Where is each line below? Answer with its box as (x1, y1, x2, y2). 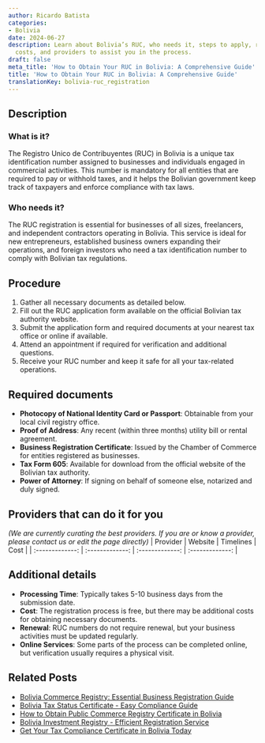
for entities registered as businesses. (19, 451, 140, 461)
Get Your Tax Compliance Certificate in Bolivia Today (19, 726, 192, 735)
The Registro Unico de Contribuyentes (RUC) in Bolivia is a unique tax (8, 149, 235, 158)
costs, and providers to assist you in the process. (15, 48, 192, 56)
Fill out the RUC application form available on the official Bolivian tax (19, 306, 242, 316)
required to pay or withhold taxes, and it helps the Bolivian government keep (8, 174, 256, 184)
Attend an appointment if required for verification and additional (19, 339, 227, 349)
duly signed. (19, 484, 61, 495)
